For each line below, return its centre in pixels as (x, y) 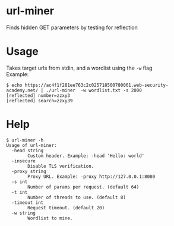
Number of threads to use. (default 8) (77, 197)
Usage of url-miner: (32, 145)
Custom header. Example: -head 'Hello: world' (86, 156)
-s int (20, 182)
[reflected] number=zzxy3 (38, 95)
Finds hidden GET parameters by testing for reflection (72, 27)
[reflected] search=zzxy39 (39, 101)
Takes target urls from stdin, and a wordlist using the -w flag (79, 68)
